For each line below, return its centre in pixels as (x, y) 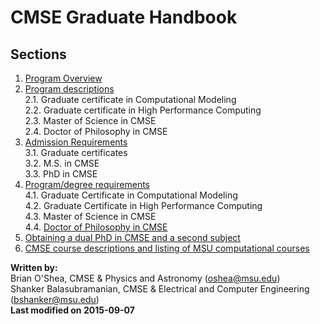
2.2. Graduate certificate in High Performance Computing (143, 110)
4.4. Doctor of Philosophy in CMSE (96, 227)
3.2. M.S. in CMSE (62, 163)
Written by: (34, 267)
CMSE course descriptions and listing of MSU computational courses (167, 248)
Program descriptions (69, 89)
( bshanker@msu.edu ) (55, 299)
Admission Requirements (76, 142)
